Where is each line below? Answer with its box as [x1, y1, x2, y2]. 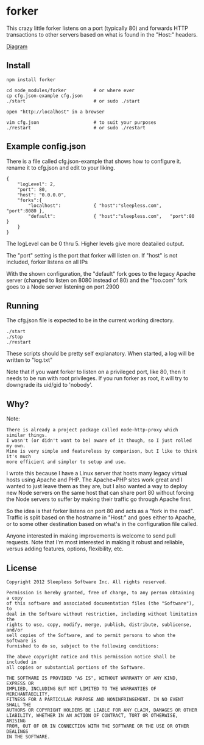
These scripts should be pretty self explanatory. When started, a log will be [6, 350, 195, 358]
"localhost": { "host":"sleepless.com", [28, 203, 163, 209]
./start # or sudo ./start [6, 98, 140, 104]
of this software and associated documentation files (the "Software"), [6, 600, 195, 606]
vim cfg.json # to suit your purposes [6, 119, 157, 126]
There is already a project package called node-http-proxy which [6, 427, 178, 433]
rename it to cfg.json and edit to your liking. [6, 164, 116, 171]
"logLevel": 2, [17, 181, 56, 187]
